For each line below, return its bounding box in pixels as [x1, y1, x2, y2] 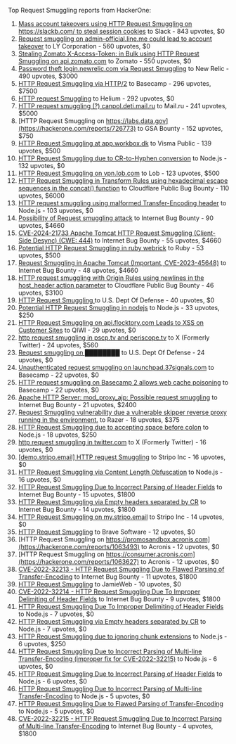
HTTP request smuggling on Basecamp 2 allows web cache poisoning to [18, 378, 229, 386]
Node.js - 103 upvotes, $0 [18, 207, 94, 214]
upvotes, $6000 [18, 191, 65, 200]
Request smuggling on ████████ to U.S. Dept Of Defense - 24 [18, 348, 205, 357]
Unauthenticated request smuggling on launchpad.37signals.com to [18, 364, 215, 371]
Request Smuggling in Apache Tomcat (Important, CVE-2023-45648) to [18, 259, 227, 267]
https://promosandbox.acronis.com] [105, 535, 210, 544]
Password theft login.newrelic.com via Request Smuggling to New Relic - [18, 65, 230, 72]
